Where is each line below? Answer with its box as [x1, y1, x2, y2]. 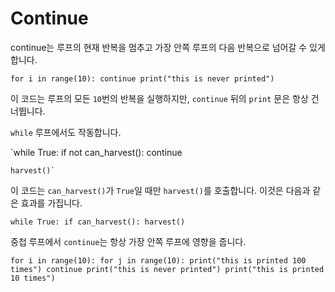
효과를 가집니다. [20, 197, 83, 209]
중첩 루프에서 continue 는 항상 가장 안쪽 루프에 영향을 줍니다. [10, 235, 247, 247]
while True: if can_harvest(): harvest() [10, 217, 186, 227]
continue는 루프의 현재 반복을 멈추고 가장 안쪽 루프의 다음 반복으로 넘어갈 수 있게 [10, 41, 326, 53]
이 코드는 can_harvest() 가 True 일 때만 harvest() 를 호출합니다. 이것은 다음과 [10, 184, 311, 196]
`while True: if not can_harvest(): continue [10, 146, 183, 158]
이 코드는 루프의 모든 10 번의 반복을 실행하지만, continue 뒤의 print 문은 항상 [10, 92, 309, 104]
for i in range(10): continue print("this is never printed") [10, 73, 275, 84]
